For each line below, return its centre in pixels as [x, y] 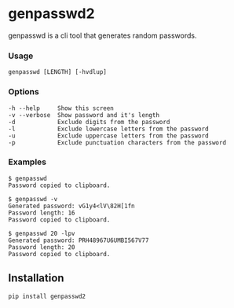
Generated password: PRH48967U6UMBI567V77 [79, 240]
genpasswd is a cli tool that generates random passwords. [102, 35]
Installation [36, 279]
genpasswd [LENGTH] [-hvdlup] [58, 72]
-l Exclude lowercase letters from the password [109, 129]
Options [24, 92]
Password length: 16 [42, 213]
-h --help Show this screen [61, 108]
